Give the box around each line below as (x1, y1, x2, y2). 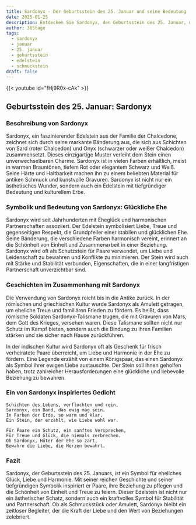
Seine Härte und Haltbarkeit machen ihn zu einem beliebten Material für (6, 169, 178, 176)
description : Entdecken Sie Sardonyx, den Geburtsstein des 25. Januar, (6, 19, 187, 25)
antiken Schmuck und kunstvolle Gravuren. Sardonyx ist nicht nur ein (6, 176, 172, 183)
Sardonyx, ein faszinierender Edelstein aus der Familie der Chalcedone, (6, 132, 178, 139)
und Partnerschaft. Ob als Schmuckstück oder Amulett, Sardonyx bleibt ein (6, 501, 187, 508)
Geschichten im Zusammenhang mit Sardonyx (6, 281, 140, 289)
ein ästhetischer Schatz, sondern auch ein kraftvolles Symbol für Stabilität (6, 495, 184, 502)
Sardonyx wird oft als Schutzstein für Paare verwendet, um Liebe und (6, 247, 173, 255)
